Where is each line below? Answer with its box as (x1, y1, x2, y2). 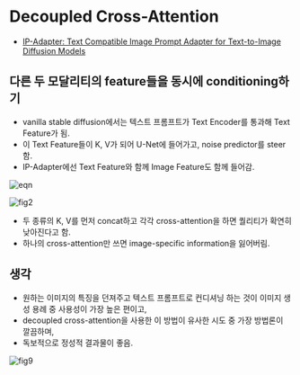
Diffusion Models (22, 45, 86, 56)
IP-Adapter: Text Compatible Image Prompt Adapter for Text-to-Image (22, 36, 281, 47)
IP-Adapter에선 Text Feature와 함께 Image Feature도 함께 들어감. (22, 161, 255, 172)
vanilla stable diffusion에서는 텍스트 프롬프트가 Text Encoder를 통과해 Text (22, 116, 290, 127)
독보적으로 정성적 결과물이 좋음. (22, 337, 133, 348)
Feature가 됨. (22, 128, 70, 138)
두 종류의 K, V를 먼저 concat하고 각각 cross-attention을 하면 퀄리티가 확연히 (22, 215, 292, 226)
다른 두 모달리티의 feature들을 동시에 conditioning (9, 74, 278, 89)
